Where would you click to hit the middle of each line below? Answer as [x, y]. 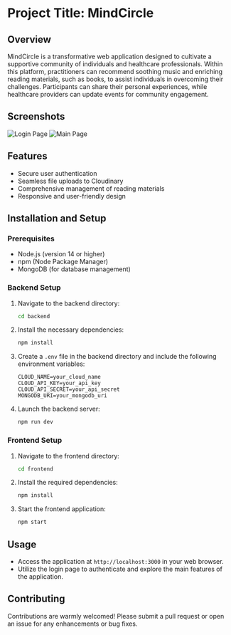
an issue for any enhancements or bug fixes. [72, 624]
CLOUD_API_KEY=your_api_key [59, 383]
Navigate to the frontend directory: [68, 456]
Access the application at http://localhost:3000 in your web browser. [120, 561]
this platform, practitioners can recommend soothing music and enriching [115, 72]
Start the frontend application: [61, 509]
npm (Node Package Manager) [63, 262]
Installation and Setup [57, 219]
